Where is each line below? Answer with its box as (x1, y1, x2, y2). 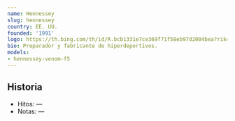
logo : (7, 36, 23, 43)
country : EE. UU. (7, 23, 58, 30)
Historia (7, 81, 43, 93)
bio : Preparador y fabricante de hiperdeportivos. (7, 42, 158, 49)
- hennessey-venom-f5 (7, 56, 71, 63)
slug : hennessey (7, 17, 55, 24)
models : (7, 49, 30, 56)
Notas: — (17, 107, 45, 115)
